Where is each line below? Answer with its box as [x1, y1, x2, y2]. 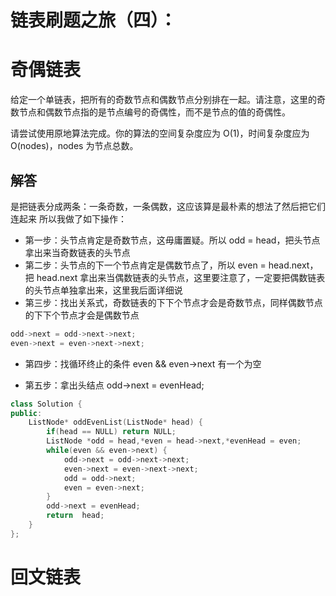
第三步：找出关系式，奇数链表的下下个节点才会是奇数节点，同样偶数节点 [24, 296, 323, 308]
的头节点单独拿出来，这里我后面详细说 [24, 284, 183, 296]
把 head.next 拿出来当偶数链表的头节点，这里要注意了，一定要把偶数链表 [24, 271, 326, 283]
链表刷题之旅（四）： [10, 9, 178, 32]
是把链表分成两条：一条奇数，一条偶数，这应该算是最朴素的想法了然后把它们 [10, 200, 326, 212]
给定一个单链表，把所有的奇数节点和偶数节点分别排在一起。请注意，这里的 [10, 94, 317, 106]
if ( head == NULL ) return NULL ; [46, 427, 177, 437]
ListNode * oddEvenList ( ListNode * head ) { [28, 417, 203, 428]
